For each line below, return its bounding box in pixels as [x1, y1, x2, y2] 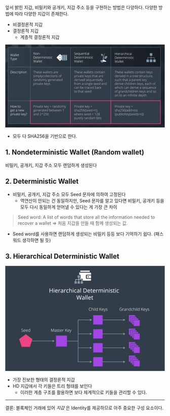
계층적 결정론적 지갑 [20, 34, 60, 40]
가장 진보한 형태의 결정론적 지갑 [12, 377, 75, 383]
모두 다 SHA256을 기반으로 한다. [12, 133, 77, 139]
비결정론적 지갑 [12, 22, 43, 27]
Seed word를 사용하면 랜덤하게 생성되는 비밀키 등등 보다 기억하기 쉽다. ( [12, 231, 156, 237]
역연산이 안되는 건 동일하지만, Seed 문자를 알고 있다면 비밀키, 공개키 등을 [20, 197, 164, 203]
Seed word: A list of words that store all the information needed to [17, 214, 155, 220]
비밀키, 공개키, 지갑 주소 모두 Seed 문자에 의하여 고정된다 [12, 191, 126, 197]
